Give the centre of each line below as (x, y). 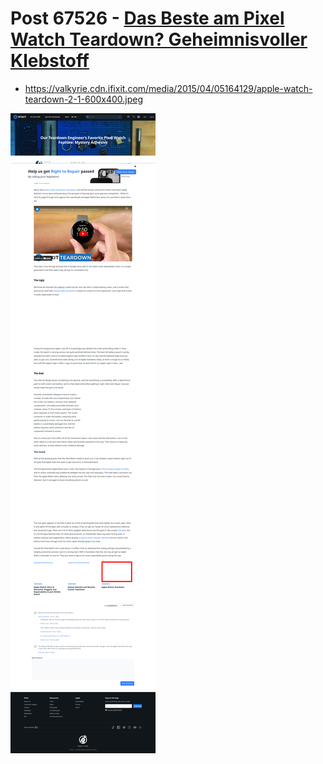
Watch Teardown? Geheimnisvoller (159, 39)
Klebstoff (50, 61)
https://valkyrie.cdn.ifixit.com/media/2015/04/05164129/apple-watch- (168, 88)
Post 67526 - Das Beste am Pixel (147, 18)
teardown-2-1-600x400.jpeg (84, 99)
